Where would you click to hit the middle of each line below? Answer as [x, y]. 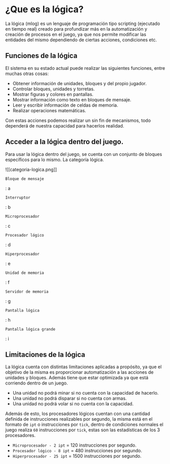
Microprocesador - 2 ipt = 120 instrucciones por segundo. [75, 445]
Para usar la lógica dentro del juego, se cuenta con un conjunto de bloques [84, 154]
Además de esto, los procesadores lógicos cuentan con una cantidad [78, 414]
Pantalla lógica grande [30, 329]
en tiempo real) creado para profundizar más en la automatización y [76, 29]
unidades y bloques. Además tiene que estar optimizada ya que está [77, 378]
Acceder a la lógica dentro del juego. [64, 142]
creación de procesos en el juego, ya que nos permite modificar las [76, 34]
